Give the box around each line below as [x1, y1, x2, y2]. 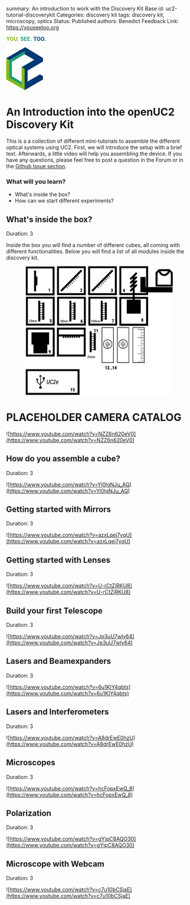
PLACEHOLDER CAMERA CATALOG [6, 411, 182, 424]
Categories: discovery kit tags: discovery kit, [56, 11, 165, 18]
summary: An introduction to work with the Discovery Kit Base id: [6, 5, 165, 12]
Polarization [6, 808, 52, 818]
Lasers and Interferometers [6, 707, 109, 717]
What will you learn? [6, 178, 66, 186]
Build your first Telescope [6, 605, 103, 615]
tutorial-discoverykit [6, 11, 55, 18]
